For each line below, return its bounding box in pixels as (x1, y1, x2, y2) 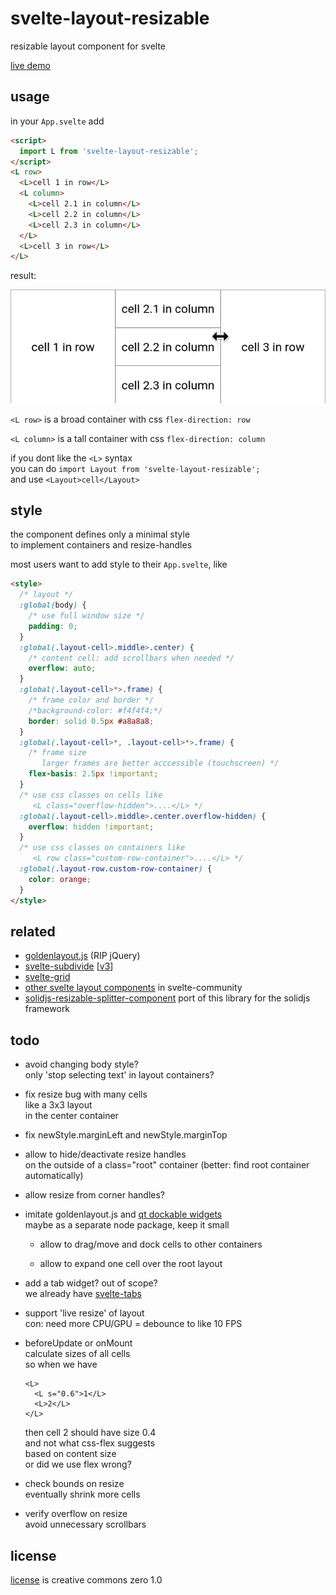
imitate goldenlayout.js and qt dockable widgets (24, 1208, 223, 1221)
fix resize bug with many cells (24, 1088, 148, 1101)
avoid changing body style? (24, 1058, 139, 1071)
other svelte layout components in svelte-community (24, 982, 243, 994)
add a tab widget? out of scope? (24, 1277, 158, 1289)
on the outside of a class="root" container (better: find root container (24, 1159, 310, 1171)
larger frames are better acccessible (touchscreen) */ (41, 758, 280, 769)
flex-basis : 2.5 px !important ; (28, 769, 159, 779)
